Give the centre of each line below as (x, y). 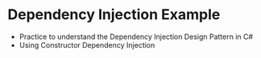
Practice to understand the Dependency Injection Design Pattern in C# (136, 37)
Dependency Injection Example (114, 15)
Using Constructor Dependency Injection (87, 44)
